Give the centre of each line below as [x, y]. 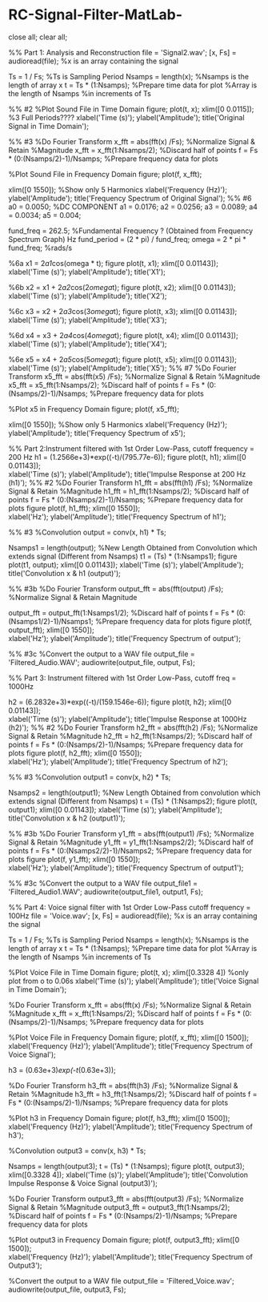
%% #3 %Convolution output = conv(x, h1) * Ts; [87, 532]
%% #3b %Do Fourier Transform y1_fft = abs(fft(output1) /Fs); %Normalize [131, 833]
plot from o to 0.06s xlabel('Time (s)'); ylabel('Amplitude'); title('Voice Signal [134, 981]
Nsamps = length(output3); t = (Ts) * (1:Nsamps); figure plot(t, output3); [127, 1166]
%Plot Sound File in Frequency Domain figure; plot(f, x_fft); [105, 174]
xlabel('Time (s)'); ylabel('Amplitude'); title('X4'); [88, 344]
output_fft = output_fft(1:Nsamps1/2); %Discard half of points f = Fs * [122, 613]
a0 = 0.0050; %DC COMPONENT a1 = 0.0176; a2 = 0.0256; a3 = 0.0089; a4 [133, 207]
